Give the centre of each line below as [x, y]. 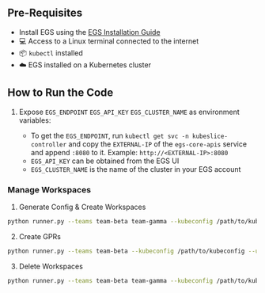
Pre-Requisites [45, 13]
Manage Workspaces [49, 189]
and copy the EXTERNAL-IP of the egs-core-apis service [157, 144]
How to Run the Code [61, 93]
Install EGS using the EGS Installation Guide [89, 32]
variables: [35, 120]
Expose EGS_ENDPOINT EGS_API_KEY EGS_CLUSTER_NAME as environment [129, 112]
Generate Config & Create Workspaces [82, 207]
